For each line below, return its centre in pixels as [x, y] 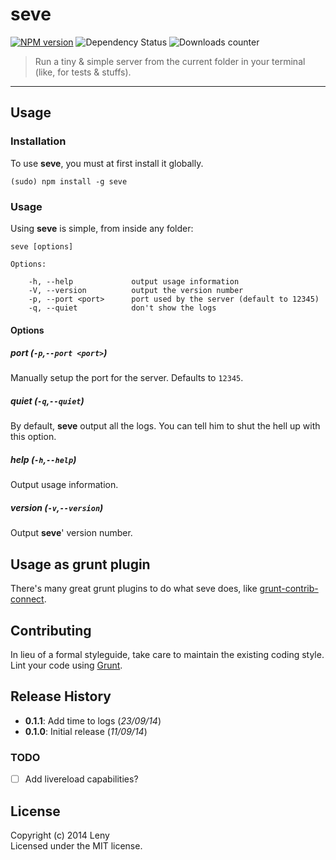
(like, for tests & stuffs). [83, 72]
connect [27, 599]
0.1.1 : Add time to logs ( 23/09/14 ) [93, 720]
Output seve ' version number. [71, 533]
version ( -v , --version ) [57, 508]
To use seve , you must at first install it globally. [107, 163]
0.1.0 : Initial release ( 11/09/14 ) [86, 731]
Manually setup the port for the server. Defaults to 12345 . [127, 378]
